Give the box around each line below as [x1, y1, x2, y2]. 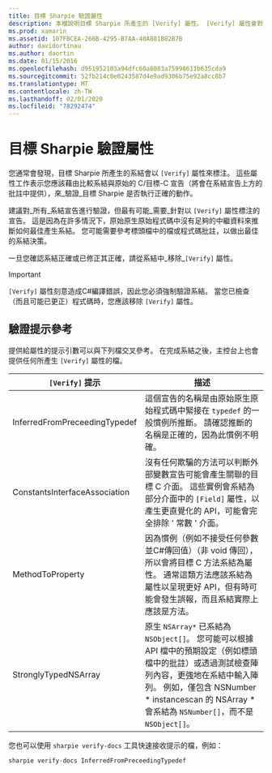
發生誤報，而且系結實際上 [160, 593, 259, 604]
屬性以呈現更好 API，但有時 [144, 581, 249, 592]
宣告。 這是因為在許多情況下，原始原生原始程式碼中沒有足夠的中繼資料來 [8, 216, 252, 225]
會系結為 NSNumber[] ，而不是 [144, 706, 253, 717]
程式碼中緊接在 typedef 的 [152, 405, 252, 416]
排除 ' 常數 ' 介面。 [152, 517, 224, 528]
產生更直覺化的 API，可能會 [144, 505, 249, 516]
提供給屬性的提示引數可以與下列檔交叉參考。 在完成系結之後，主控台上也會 [8, 346, 259, 355]
